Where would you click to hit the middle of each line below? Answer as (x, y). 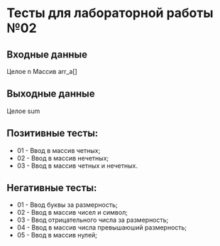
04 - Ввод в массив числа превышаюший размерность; (102, 228)
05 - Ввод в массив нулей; (57, 235)
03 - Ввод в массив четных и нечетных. (77, 166)
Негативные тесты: (52, 188)
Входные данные (47, 54)
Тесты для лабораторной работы (110, 13)
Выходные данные (51, 94)
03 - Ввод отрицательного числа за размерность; (93, 220)
